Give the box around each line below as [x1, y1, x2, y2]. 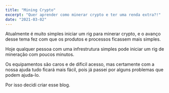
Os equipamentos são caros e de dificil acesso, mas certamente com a [5, 61, 155, 68]
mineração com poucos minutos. [5, 51, 75, 57]
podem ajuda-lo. [5, 72, 40, 78]
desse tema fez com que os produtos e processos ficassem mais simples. [5, 36, 161, 42]
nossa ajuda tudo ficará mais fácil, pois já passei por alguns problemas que [5, 67, 164, 73]
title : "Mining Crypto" [5, 7, 56, 13]
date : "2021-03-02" [5, 17, 47, 22]
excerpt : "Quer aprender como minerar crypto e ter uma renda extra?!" [5, 12, 161, 17]
